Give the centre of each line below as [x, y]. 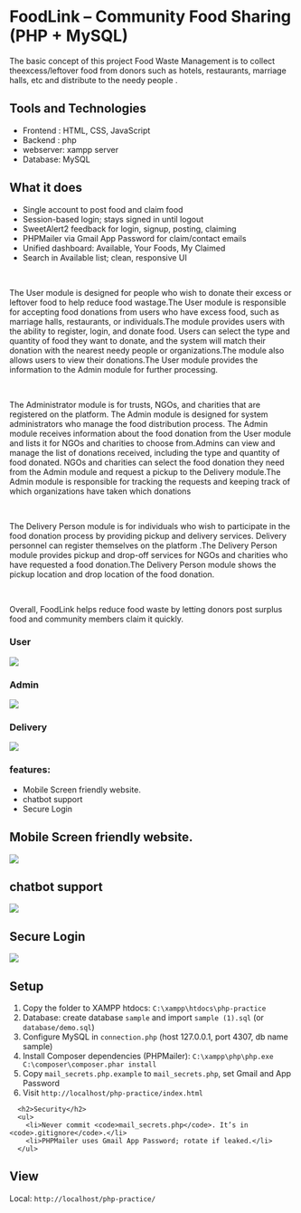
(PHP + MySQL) [69, 36]
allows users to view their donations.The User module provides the [134, 360]
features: [30, 770]
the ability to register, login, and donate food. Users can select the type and [150, 331]
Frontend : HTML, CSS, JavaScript [86, 130]
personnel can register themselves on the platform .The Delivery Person [143, 545]
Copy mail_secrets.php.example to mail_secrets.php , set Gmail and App [157, 1073]
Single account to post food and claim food [103, 209]
